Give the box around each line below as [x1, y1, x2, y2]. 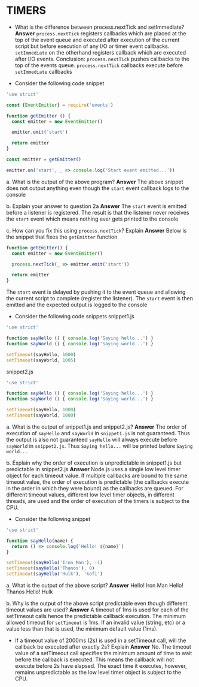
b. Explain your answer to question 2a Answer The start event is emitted [6, 202, 187, 210]
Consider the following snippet [14, 515, 91, 522]
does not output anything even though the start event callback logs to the [6, 184, 189, 192]
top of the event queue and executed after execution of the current [14, 36, 180, 43]
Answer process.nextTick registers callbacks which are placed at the [14, 29, 186, 37]
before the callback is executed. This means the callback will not [14, 656, 174, 663]
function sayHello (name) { [6, 538, 74, 544]
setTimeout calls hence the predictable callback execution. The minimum [6, 613, 186, 620]
